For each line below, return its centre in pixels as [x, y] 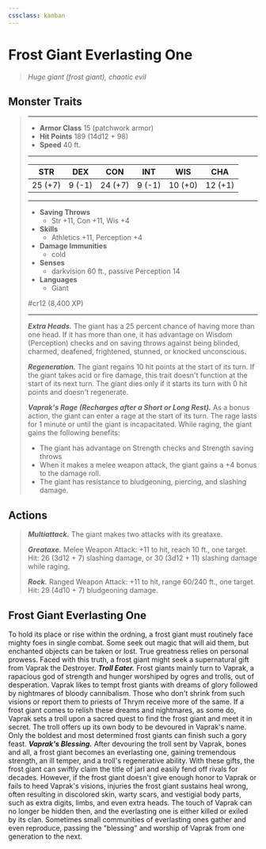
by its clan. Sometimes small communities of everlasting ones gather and [127, 820]
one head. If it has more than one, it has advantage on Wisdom [130, 335]
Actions [28, 515]
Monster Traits [46, 101]
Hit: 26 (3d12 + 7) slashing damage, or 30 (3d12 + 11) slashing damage [142, 558]
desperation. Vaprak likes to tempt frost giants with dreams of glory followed [133, 685]
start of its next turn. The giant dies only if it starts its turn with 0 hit [137, 384]
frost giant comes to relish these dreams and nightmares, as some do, [122, 710]
